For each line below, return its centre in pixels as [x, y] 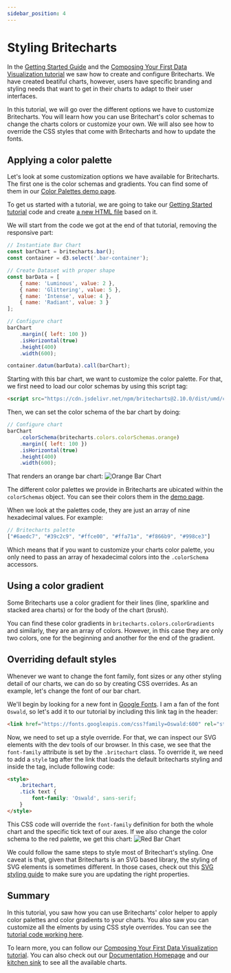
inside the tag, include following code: [61, 766]
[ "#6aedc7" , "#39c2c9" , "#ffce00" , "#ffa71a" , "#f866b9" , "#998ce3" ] [109, 537]
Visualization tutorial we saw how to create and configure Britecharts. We [111, 74]
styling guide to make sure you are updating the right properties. [99, 874]
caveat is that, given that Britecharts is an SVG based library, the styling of [112, 859]
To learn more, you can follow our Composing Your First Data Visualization [112, 948]
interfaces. [22, 96]
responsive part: [30, 233]
